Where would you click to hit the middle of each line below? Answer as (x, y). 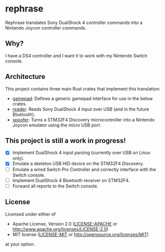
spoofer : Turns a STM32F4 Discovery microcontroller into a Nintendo (83, 119)
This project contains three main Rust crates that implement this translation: (83, 88)
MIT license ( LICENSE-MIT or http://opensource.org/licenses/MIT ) (81, 234)
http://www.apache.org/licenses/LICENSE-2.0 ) (60, 229)
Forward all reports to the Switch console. (55, 186)
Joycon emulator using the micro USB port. (57, 125)
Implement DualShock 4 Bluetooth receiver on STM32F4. (71, 180)
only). (18, 158)
